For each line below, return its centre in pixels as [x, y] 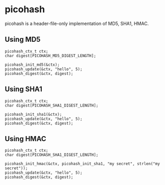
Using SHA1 [24, 89]
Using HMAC [25, 139]
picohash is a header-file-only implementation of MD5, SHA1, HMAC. [77, 23]
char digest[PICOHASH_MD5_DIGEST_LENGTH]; [50, 56]
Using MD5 [23, 39]
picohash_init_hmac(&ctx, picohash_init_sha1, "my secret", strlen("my [82, 164]
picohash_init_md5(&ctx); [32, 65]
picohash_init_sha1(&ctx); [33, 114]
